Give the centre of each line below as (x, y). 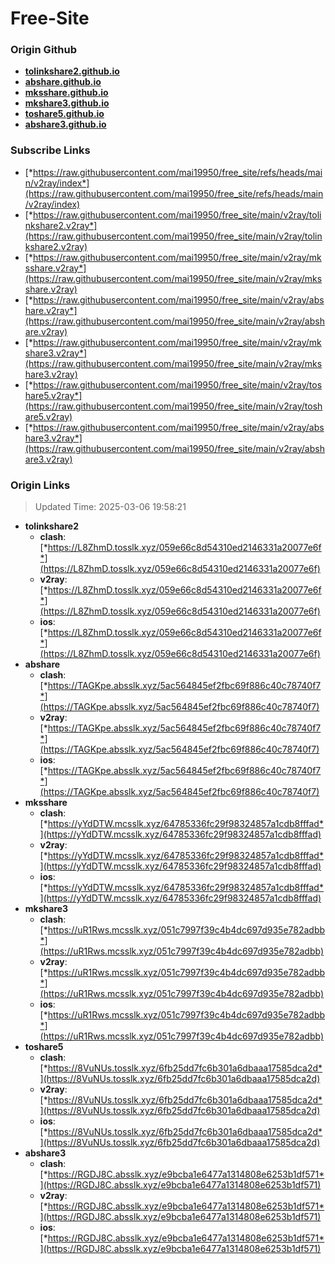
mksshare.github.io (66, 93)
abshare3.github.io (65, 124)
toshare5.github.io (64, 114)
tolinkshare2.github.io (72, 71)
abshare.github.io (63, 82)
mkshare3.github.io (67, 103)
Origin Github (44, 50)
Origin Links (40, 485)
